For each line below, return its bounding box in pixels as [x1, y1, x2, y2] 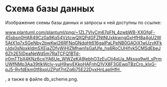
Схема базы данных [5, 3, 95, 14]
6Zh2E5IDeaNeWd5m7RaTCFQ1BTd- [5, 50, 81, 56]
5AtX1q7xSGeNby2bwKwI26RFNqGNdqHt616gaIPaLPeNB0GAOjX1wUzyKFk [5, 39, 162, 45]
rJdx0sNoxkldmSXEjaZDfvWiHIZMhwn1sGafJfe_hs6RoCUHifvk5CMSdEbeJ [5, 45, 161, 51]
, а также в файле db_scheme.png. [5, 76, 79, 82]
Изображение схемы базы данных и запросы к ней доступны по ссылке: [5, 19, 161, 25]
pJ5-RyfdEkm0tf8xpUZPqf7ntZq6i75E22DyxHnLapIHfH [5, 66, 120, 72]
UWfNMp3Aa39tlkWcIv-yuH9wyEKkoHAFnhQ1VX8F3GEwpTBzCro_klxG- [5, 61, 157, 67]
